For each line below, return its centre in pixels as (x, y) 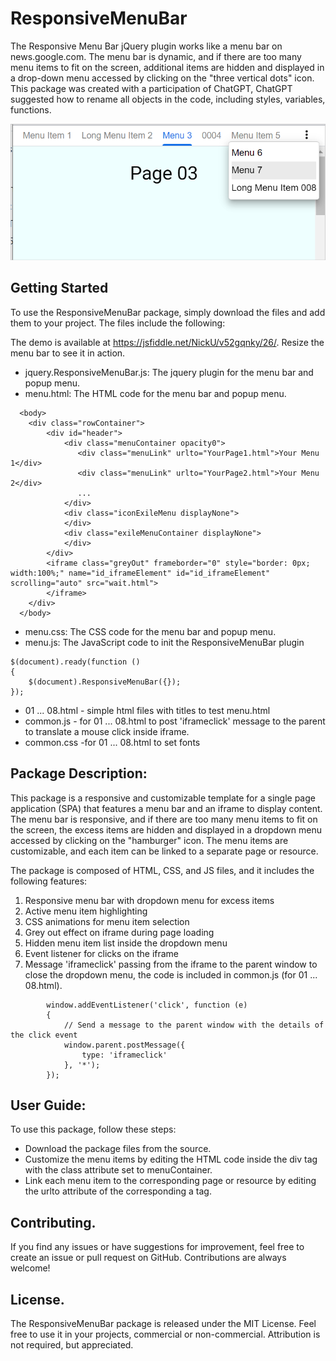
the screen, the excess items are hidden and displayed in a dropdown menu (166, 829)
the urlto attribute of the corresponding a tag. (118, 1191)
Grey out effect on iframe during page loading (119, 932)
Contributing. (53, 1222)
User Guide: (48, 1105)
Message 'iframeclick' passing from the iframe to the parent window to (171, 964)
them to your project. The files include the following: (118, 323)
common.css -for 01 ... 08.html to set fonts (112, 742)
